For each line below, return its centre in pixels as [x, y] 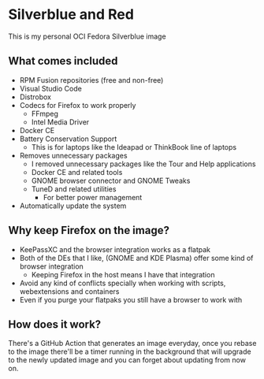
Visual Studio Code [51, 88]
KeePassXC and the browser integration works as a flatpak [115, 249]
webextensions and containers [69, 291]
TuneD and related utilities [74, 189]
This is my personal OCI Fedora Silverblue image [87, 36]
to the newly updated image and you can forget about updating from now [127, 360]
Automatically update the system [73, 206]
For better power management [93, 197]
